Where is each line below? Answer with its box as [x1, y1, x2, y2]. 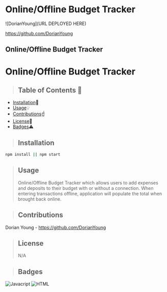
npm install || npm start [5, 152, 60, 157]
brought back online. [17, 196, 62, 202]
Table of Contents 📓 [17, 86, 82, 94]
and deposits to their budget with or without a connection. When [17, 185, 154, 191]
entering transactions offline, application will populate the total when [17, 190, 162, 197]
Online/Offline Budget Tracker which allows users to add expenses [17, 180, 158, 186]
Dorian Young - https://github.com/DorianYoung [5, 224, 106, 230]
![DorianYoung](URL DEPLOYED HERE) [5, 20, 87, 27]
